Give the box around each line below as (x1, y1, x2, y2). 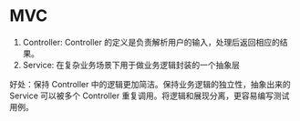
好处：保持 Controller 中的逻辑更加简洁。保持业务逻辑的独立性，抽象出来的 (9, 78, 291, 89)
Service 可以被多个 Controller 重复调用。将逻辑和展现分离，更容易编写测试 (9, 90, 290, 101)
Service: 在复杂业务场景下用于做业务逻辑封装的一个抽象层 (22, 59, 240, 70)
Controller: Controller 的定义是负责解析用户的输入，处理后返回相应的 (22, 36, 280, 47)
